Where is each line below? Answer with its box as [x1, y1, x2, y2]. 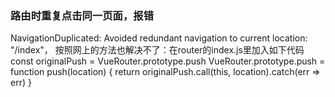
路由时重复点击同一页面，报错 [10, 8, 155, 22]
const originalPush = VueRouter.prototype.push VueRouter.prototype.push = [10, 55, 326, 67]
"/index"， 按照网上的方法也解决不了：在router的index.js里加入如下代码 [10, 44, 305, 56]
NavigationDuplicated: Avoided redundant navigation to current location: [10, 32, 308, 44]
